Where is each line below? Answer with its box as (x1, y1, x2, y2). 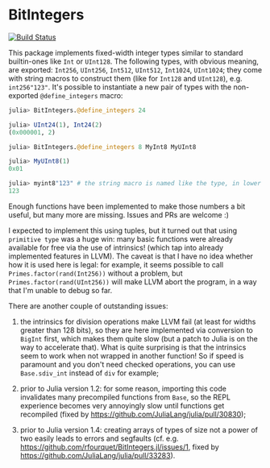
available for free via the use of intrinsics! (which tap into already (8, 242, 224, 252)
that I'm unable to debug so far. (8, 285, 113, 295)
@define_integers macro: (39, 90, 123, 100)
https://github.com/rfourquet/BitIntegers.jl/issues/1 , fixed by (19, 441, 219, 452)
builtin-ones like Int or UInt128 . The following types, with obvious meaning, (8, 56, 260, 66)
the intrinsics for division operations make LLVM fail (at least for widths (19, 317, 256, 326)
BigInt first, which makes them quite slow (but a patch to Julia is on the (19, 333, 258, 343)
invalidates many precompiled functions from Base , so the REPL (19, 392, 231, 402)
